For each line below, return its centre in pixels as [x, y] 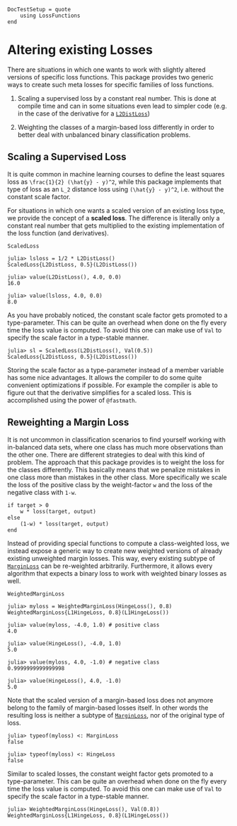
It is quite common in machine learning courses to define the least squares [116, 174]
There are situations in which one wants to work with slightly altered [106, 69]
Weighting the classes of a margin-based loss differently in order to [116, 127]
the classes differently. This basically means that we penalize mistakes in [114, 469]
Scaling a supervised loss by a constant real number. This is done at [117, 98]
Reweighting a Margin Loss [68, 422]
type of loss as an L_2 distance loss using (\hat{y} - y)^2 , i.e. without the [116, 189]
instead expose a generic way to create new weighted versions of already [115, 551]
